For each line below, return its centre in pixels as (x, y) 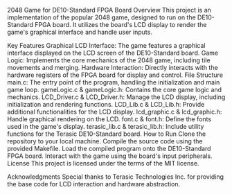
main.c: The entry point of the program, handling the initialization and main (114, 82)
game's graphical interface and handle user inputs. (80, 32)
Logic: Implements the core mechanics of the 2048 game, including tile (109, 60)
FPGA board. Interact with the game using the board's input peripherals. (110, 156)
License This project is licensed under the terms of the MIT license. (103, 163)
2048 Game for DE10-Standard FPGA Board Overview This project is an (109, 10)
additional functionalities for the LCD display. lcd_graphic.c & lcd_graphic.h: (115, 112)
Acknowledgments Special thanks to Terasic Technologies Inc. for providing (115, 177)
